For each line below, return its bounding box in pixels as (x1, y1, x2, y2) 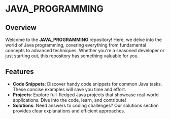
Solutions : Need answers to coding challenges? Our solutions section (12, 102, 159, 108)
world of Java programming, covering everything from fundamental (5, 42, 146, 48)
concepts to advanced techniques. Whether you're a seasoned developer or (5, 48, 165, 53)
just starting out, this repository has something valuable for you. (5, 53, 139, 59)
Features (5, 67, 34, 76)
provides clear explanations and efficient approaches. (12, 107, 125, 114)
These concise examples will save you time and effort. (12, 86, 126, 92)
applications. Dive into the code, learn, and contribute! (12, 97, 126, 103)
